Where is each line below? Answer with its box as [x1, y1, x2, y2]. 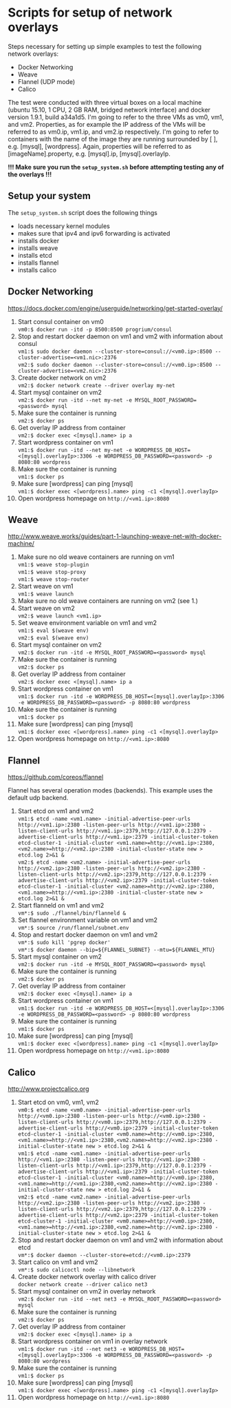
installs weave [17, 243, 58, 252]
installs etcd [17, 251, 52, 259]
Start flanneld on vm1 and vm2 [17, 901, 104, 910]
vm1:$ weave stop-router [17, 576, 89, 583]
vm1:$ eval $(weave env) [17, 627, 89, 635]
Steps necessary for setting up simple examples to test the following [8, 42, 202, 50]
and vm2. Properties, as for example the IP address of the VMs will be [8, 120, 206, 128]
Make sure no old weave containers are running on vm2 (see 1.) [17, 597, 199, 605]
